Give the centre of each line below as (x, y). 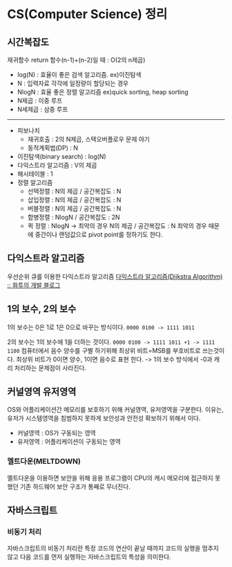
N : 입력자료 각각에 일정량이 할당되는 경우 (73, 83)
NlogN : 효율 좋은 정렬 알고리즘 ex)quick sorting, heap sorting (103, 92)
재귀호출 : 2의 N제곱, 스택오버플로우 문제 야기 (89, 139)
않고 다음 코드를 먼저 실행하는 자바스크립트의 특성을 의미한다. (89, 557)
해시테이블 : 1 (35, 174)
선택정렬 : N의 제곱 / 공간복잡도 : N (74, 191)
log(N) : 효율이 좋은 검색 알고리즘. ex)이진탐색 (79, 75)
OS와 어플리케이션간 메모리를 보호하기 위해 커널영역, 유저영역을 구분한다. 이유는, (116, 410)
